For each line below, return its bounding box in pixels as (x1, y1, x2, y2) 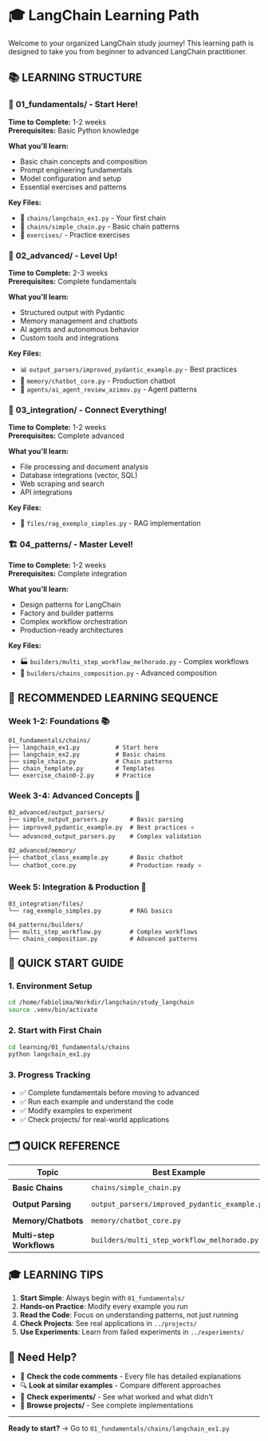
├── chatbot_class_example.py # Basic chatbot (8, 853, 183, 862)
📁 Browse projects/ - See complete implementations (19, 1400, 194, 1411)
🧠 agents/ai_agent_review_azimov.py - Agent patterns (19, 384, 198, 394)
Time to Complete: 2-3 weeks (8, 268, 108, 277)
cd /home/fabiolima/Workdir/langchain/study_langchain (8, 998, 195, 1007)
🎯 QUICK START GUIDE (8, 957, 124, 970)
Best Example (152, 1167, 206, 1178)
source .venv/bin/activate (8, 1006, 98, 1014)
